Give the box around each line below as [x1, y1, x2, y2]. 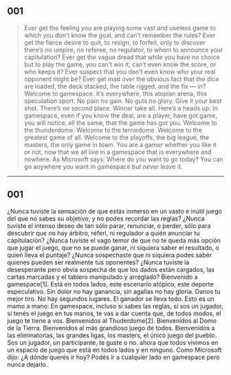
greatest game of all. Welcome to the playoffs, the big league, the [23, 133, 210, 141]
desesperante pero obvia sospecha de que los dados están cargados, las [7, 265, 215, 273]
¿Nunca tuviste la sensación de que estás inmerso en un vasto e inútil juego [7, 207, 222, 215]
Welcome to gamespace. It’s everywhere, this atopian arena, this [23, 89, 208, 98]
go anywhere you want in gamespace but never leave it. [23, 162, 183, 170]
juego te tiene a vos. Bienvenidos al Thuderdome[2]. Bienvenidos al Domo [7, 316, 217, 325]
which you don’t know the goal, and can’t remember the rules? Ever [23, 31, 216, 39]
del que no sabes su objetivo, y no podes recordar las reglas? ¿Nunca [7, 214, 205, 223]
